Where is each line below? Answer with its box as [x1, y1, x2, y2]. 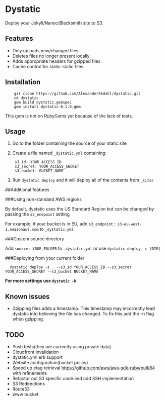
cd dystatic [14, 96, 39, 100]
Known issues [5, 292, 50, 301]
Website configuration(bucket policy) [12, 360, 88, 365]
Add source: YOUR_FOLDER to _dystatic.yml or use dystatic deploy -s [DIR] [5, 245, 161, 252]
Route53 [12, 386, 30, 392]
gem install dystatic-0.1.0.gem [14, 104, 81, 109]
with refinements [12, 370, 47, 376]
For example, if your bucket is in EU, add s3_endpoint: [5, 221, 115, 227]
